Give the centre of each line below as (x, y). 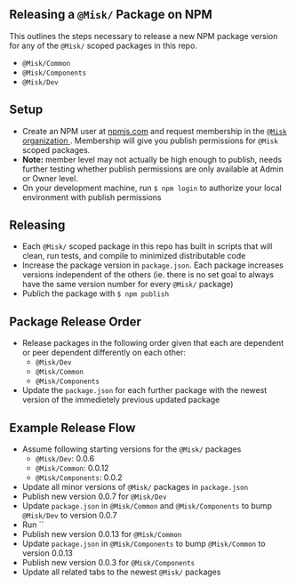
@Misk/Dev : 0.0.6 (65, 459)
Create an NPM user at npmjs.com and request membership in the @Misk (154, 131)
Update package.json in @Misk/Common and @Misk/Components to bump (147, 506)
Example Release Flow (72, 427)
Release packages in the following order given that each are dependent (153, 343)
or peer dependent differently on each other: (104, 353)
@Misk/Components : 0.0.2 (79, 478)
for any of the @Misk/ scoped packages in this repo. (104, 45)
